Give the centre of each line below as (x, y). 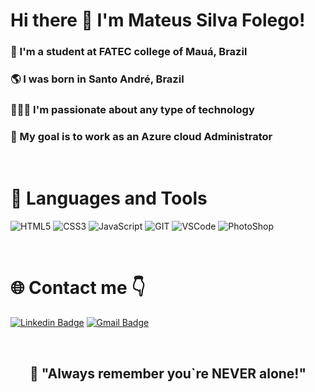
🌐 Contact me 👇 (78, 288)
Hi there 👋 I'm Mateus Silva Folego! (158, 20)
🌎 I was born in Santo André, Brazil (97, 79)
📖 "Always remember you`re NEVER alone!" (168, 373)
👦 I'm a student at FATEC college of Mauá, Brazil (129, 52)
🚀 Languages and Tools (109, 198)
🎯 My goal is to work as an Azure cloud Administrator (141, 136)
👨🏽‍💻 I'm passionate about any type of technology (132, 109)
